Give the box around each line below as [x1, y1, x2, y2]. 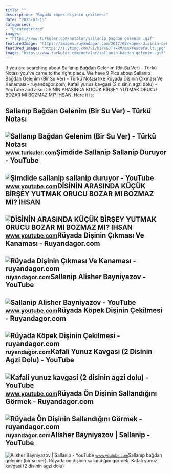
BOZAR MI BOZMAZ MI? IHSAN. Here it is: [5, 92, 94, 98]
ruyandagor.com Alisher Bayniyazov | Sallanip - [5, 430, 150, 439]
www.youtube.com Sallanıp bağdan [95, 452, 162, 458]
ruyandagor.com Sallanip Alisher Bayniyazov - [5, 272, 146, 281]
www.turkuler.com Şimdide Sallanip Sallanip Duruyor [5, 148, 167, 157]
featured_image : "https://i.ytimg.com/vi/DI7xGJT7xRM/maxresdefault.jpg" [5, 46, 166, 51]
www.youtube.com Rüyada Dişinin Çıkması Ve [5, 231, 144, 240]
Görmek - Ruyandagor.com [5, 397, 94, 406]
